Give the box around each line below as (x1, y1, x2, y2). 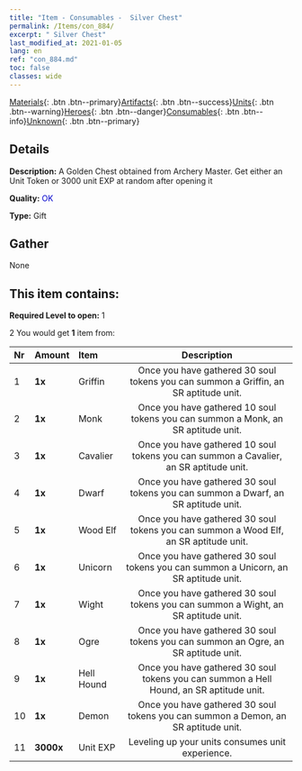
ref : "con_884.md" (9, 55, 78, 64)
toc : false (9, 64, 50, 73)
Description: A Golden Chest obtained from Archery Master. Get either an (9, 166, 283, 177)
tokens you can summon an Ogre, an (129, 636, 285, 649)
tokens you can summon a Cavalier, (131, 449, 283, 462)
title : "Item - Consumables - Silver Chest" (9, 13, 182, 23)
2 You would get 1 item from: (9, 328, 115, 339)
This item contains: (9, 286, 120, 302)
